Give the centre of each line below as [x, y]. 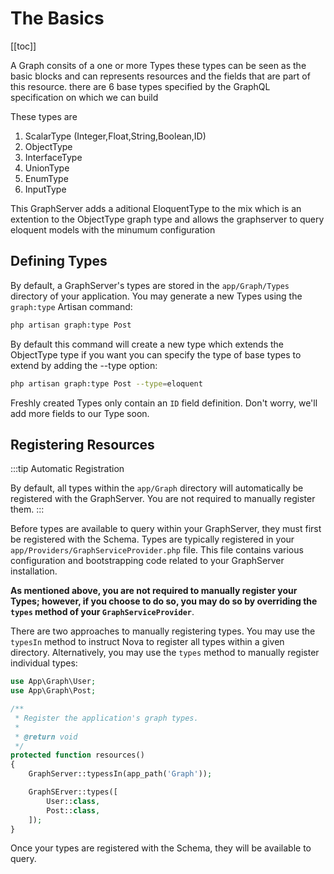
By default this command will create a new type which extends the [147, 344]
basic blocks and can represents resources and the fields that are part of [160, 76]
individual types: [44, 663]
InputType [45, 189]
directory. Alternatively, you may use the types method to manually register [165, 653]
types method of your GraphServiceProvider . [102, 612]
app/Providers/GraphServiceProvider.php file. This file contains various [157, 550]
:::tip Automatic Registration [67, 469]
